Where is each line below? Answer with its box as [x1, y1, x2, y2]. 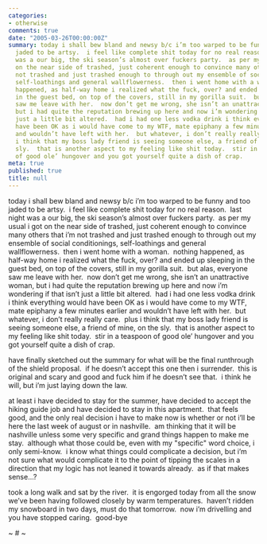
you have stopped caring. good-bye [8, 512, 128, 522]
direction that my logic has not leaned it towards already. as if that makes [8, 463, 250, 473]
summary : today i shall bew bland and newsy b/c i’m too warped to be [8, 41, 247, 49]
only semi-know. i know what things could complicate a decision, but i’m [8, 446, 248, 456]
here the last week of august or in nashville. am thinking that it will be [8, 421, 237, 430]
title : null [8, 174, 48, 183]
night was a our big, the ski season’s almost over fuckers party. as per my [8, 212, 252, 223]
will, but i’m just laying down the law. [8, 380, 128, 390]
